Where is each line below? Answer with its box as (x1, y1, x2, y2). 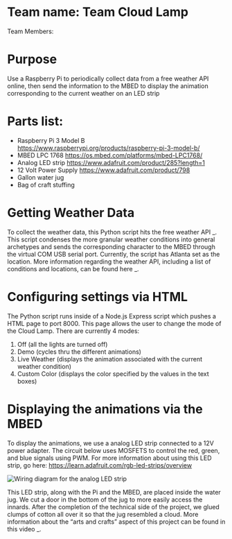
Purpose (7, 51, 57, 67)
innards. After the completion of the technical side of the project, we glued (7, 502, 220, 511)
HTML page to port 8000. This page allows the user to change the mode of (7, 319, 222, 327)
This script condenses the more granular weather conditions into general (7, 235, 215, 243)
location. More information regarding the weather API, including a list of (7, 257, 211, 266)
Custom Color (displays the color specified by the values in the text (17, 369, 209, 378)
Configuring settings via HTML (7, 289, 188, 305)
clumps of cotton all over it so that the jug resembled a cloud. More (7, 510, 199, 518)
